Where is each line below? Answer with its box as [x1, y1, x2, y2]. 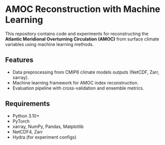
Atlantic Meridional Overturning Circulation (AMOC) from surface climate [5, 36, 159, 42]
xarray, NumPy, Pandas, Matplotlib [12, 123, 84, 129]
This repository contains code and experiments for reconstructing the [5, 30, 149, 36]
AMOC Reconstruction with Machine [5, 3, 160, 15]
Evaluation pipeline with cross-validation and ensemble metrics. [12, 85, 144, 91]
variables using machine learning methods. [5, 41, 94, 47]
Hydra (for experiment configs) [12, 134, 76, 140]
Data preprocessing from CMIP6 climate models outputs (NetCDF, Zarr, [12, 69, 159, 75]
